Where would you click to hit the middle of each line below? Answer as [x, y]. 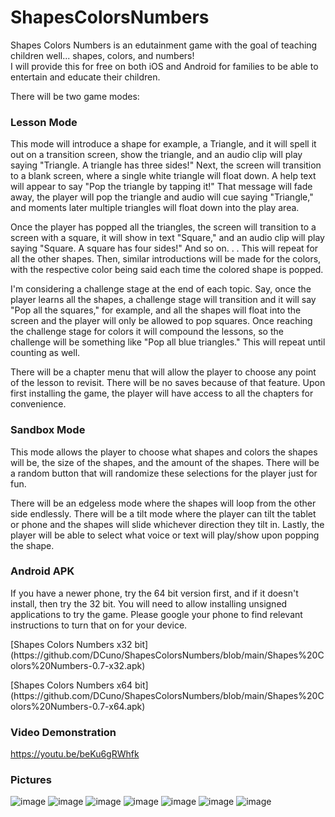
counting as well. [45, 353]
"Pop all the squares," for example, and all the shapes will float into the [156, 310]
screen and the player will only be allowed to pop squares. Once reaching [161, 321]
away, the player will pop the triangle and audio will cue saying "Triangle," [162, 197]
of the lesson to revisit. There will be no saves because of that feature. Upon [168, 383]
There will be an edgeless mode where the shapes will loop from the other [163, 503]
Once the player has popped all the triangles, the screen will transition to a [163, 227]
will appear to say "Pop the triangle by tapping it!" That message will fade [161, 187]
